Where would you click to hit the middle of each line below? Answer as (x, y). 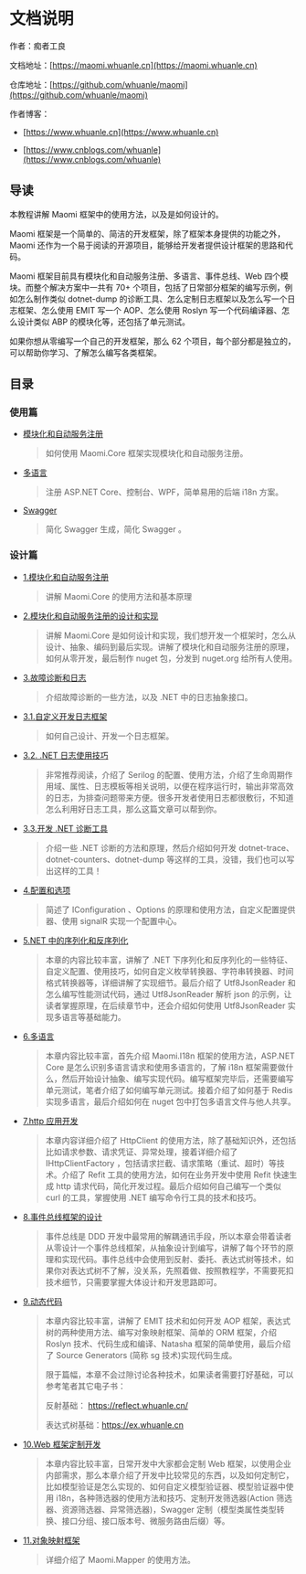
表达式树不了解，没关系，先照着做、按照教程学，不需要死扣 (182, 1271)
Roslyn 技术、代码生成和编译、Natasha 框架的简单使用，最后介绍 (168, 1344)
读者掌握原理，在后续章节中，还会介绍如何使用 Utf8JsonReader (165, 1005)
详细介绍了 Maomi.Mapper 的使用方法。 (121, 1559)
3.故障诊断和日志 (54, 677)
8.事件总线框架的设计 (63, 1217)
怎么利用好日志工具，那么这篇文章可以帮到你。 (133, 809)
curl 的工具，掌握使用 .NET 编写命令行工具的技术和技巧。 (153, 1197)
